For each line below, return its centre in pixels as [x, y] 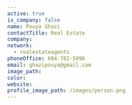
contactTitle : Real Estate [46, 33]
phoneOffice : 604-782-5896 [46, 59]
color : [17, 78]
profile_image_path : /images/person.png [67, 90]
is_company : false [34, 20]
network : [20, 46]
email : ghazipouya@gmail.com [49, 65]
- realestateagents [42, 52]
